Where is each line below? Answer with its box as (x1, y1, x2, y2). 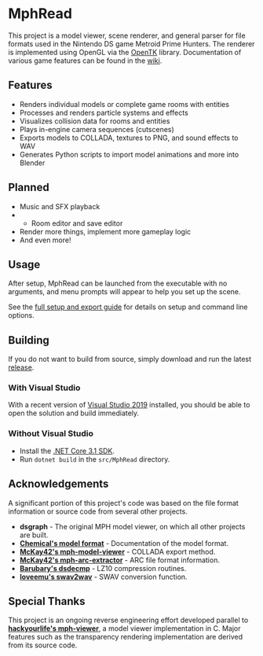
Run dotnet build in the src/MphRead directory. (19, 454, 170, 464)
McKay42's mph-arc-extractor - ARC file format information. (19, 555, 220, 565)
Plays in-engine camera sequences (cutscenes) (19, 124, 174, 134)
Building (8, 334, 49, 347)
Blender (19, 158, 46, 168)
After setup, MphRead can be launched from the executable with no (8, 278, 228, 288)
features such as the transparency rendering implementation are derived (8, 632, 243, 642)
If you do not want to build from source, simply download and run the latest (8, 355, 252, 364)
